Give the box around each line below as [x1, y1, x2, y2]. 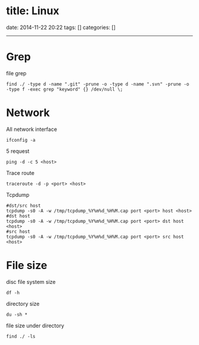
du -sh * [6, 311, 28, 318]
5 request [6, 147, 30, 155]
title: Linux [6, 4, 59, 18]
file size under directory [6, 322, 65, 329]
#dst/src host [6, 203, 41, 209]
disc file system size [6, 278, 56, 285]
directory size [6, 300, 40, 307]
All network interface [6, 126, 57, 133]
